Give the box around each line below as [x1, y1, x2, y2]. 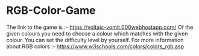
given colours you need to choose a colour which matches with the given [6, 30, 188, 37]
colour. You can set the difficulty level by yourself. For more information [6, 36, 184, 43]
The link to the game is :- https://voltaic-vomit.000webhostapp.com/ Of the [6, 23, 194, 31]
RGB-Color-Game [6, 4, 96, 17]
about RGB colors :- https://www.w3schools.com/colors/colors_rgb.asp [6, 43, 184, 50]
